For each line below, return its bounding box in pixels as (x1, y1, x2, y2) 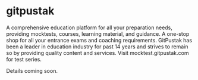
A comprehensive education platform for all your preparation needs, (6, 24, 172, 31)
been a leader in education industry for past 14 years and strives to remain (6, 43, 188, 50)
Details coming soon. (6, 67, 58, 74)
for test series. (6, 56, 42, 63)
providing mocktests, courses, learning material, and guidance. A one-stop (6, 30, 190, 37)
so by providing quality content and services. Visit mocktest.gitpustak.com (6, 49, 189, 56)
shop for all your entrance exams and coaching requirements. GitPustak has (6, 36, 192, 44)
